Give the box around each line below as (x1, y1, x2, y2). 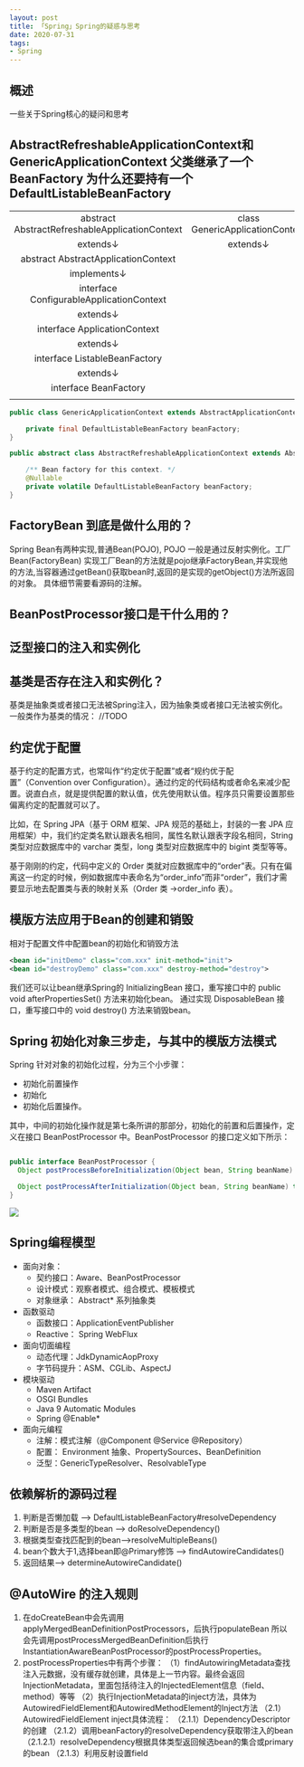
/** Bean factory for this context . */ (25, 465, 176, 475)
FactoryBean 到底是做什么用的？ (9, 518, 194, 534)
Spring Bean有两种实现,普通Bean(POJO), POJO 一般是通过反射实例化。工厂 (9, 544, 291, 555)
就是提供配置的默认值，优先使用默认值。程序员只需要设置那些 (64, 788, 295, 799)
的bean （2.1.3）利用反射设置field (22, 1748, 148, 1759)
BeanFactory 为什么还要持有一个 (9, 171, 194, 186)
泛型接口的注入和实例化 (9, 640, 140, 656)
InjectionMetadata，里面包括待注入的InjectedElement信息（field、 (22, 1680, 270, 1691)
